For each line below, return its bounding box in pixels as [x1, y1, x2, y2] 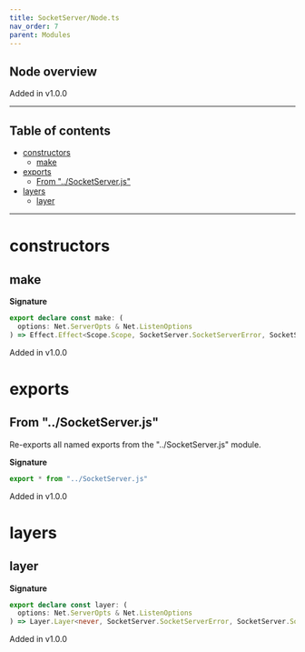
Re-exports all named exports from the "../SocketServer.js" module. [9, 438, 261, 450]
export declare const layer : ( [9, 600, 128, 609]
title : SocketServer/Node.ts [9, 13, 120, 23]
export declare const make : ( [9, 314, 124, 323]
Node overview [9, 64, 98, 79]
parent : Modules [9, 30, 71, 39]
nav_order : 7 [9, 22, 59, 31]
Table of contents [9, 123, 111, 138]
